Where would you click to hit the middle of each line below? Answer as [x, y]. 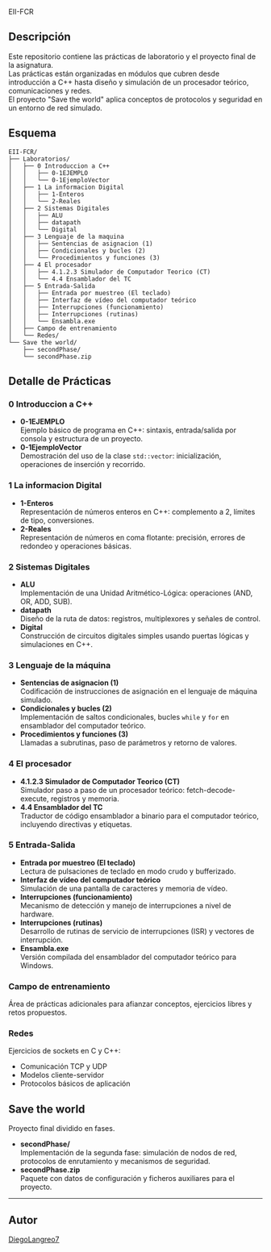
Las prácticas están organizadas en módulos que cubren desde [114, 73]
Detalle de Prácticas [60, 381]
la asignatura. [31, 65]
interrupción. [41, 940]
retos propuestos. [38, 1012]
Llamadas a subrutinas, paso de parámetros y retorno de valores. [129, 743]
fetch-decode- [211, 790]
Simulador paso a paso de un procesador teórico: [102, 790]
